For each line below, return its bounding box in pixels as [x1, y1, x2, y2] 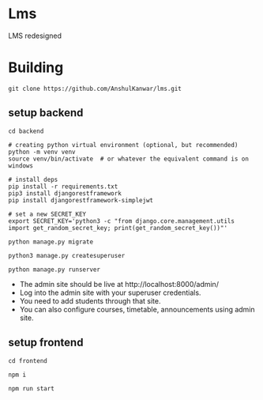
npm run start [8, 384, 55, 392]
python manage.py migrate [8, 238, 93, 246]
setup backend [8, 106, 84, 119]
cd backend [8, 127, 44, 135]
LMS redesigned [8, 31, 62, 40]
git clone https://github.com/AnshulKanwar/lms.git [8, 85, 182, 92]
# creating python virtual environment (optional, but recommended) [8, 141, 239, 149]
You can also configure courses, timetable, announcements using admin [19, 304, 255, 314]
